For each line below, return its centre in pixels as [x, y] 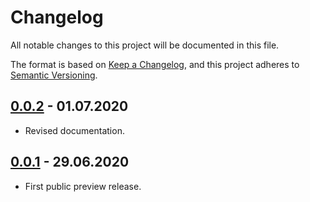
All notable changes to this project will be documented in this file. [145, 45]
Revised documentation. [74, 130]
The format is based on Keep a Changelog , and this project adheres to [155, 64]
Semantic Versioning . [54, 75]
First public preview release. [83, 186]
